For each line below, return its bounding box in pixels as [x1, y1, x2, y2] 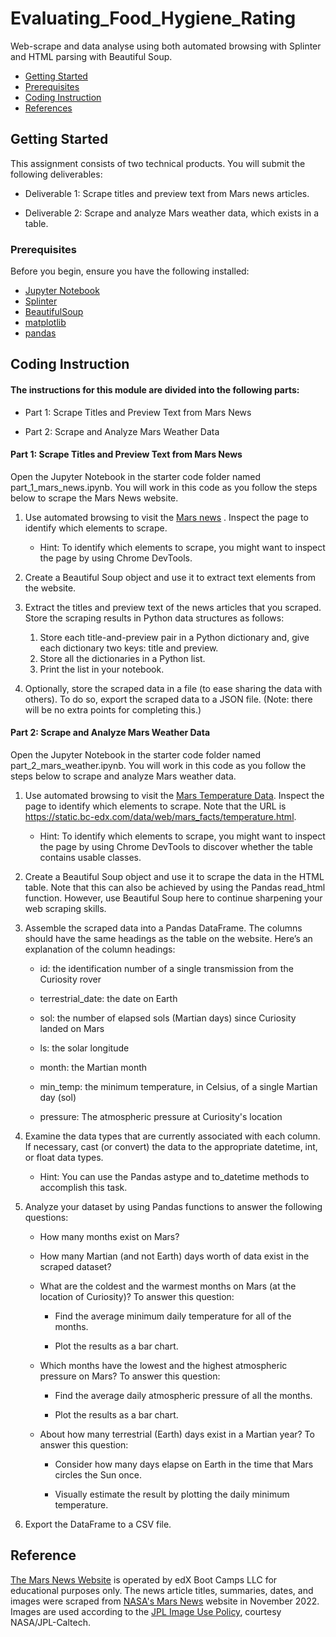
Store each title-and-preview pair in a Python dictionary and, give [39, 631, 310, 643]
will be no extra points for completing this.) [24, 703, 202, 716]
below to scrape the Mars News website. [10, 492, 179, 504]
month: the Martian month [39, 1062, 148, 1074]
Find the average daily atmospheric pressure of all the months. [54, 1390, 313, 1402]
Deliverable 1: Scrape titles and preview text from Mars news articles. [24, 187, 310, 199]
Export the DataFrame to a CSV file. [24, 1518, 172, 1531]
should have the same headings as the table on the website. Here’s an [24, 933, 313, 945]
